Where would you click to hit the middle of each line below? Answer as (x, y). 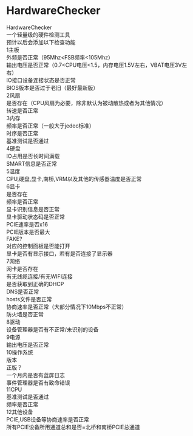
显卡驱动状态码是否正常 (36, 217)
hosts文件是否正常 (29, 299)
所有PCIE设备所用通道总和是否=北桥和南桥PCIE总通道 (73, 427)
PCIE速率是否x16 (27, 224)
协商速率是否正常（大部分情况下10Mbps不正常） (67, 307)
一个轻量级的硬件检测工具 (38, 35)
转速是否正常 (22, 111)
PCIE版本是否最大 (28, 232)
